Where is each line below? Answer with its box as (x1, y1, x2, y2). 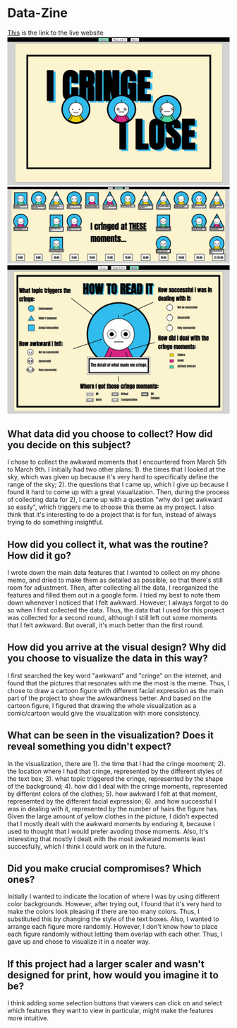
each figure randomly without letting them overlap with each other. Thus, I (7, 930, 223, 939)
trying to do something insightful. (7, 518, 104, 527)
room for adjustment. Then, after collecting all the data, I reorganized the (7, 583, 219, 592)
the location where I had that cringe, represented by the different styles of (7, 767, 222, 775)
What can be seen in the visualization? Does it (7, 729, 214, 741)
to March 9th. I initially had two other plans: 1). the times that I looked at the (7, 465, 226, 474)
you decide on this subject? (7, 439, 131, 451)
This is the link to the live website (7, 28, 104, 37)
